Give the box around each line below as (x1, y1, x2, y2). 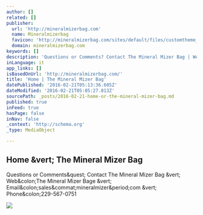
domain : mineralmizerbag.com (11, 43, 85, 49)
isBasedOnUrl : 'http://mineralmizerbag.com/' (6, 71, 123, 77)
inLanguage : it (6, 59, 45, 65)
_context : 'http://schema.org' (6, 122, 85, 128)
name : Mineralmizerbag (11, 31, 69, 38)
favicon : (11, 37, 34, 43)
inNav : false (6, 116, 39, 122)
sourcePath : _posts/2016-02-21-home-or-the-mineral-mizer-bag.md (6, 93, 174, 99)
